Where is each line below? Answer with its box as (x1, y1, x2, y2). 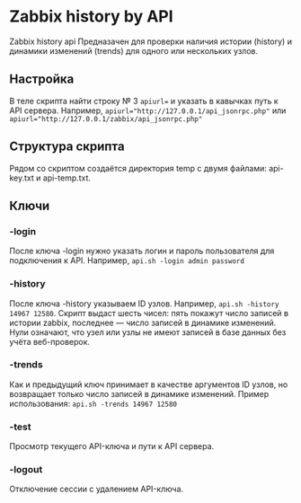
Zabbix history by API (9, 6, 173, 27)
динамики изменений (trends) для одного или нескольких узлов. (9, 45, 259, 56)
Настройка (9, 72, 75, 87)
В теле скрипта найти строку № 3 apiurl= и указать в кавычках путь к (9, 95, 279, 106)
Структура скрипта (9, 139, 125, 154)
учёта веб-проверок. (9, 336, 91, 347)
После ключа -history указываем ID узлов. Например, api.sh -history (9, 298, 279, 309)
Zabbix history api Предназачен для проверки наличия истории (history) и (9, 36, 292, 47)
